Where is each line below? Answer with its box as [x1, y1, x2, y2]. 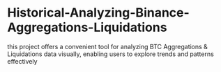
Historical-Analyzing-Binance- [7, 5, 190, 21]
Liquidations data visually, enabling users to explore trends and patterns [7, 50, 214, 58]
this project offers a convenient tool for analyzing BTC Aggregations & [7, 42, 208, 51]
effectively [7, 57, 38, 65]
